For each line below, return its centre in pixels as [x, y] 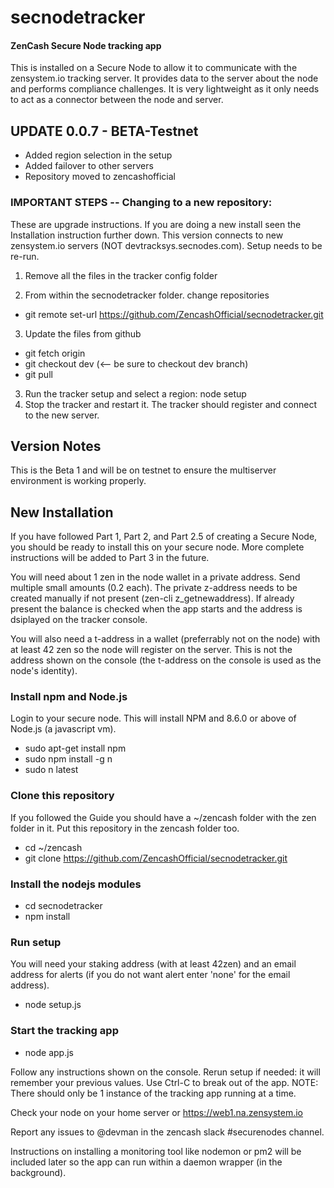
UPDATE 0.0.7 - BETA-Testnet [104, 131]
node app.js [49, 1052]
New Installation [62, 512]
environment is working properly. [78, 481]
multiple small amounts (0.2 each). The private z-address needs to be [154, 588]
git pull [38, 374]
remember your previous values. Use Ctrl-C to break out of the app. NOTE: [164, 1082]
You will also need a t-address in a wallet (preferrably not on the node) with [165, 639]
